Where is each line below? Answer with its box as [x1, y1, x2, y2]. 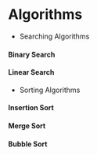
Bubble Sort [8, 139, 48, 149]
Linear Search [8, 68, 55, 77]
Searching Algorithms [19, 31, 90, 41]
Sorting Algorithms [19, 85, 81, 94]
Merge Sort [8, 120, 46, 131]
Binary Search [8, 50, 56, 59]
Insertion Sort [8, 103, 55, 113]
